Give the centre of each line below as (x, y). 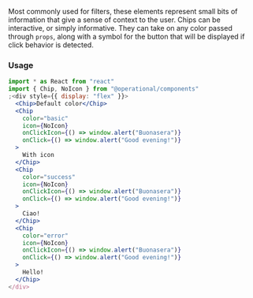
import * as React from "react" (61, 82)
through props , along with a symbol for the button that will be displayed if (126, 36)
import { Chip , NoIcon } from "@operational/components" (104, 89)
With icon (39, 155)
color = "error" (45, 236)
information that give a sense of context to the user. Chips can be (114, 20)
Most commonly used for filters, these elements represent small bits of (123, 11)
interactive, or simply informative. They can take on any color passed (120, 28)
